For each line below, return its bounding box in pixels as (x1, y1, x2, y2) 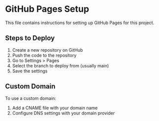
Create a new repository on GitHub (12, 47, 83, 53)
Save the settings (12, 68, 48, 74)
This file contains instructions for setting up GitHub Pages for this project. (5, 20, 155, 26)
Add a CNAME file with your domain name (12, 105, 98, 111)
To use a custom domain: (5, 95, 57, 101)
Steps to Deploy (5, 34, 55, 42)
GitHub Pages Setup (5, 3, 90, 15)
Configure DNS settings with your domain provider (12, 110, 115, 116)
